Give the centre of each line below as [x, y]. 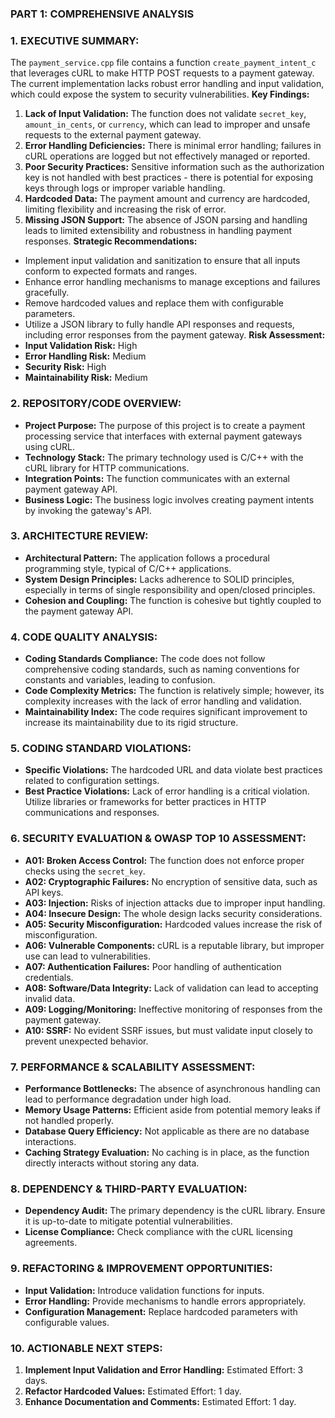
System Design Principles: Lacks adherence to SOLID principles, [159, 579]
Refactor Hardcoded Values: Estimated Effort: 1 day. [133, 1391]
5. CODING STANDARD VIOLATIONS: [101, 749]
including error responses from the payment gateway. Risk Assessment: [175, 335]
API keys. [44, 892]
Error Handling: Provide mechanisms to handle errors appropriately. [165, 1301]
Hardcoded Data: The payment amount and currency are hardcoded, [167, 199]
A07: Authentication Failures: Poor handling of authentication [153, 966]
